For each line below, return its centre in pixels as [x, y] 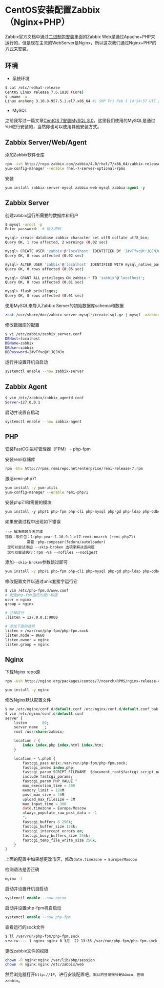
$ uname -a [16, 97]
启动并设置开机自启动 [26, 889]
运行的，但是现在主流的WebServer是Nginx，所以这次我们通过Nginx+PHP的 [81, 42]
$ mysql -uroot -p [24, 224]
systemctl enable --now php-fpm [38, 917]
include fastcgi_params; [48, 777]
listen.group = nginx [27, 645]
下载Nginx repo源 [23, 672]
